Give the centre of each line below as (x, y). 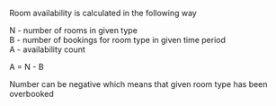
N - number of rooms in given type (73, 30)
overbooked (31, 94)
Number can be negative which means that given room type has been (138, 84)
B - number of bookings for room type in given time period (118, 40)
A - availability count (47, 49)
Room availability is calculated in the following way (103, 13)
